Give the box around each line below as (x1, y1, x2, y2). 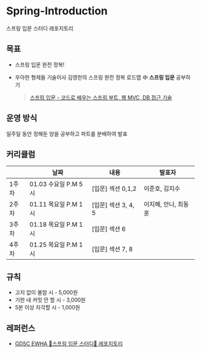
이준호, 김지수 (143, 184, 181, 193)
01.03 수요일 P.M (29, 180, 78, 188)
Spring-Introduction (6, 4, 108, 18)
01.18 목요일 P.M (29, 220, 78, 229)
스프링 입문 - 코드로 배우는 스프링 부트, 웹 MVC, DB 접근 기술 (29, 94, 172, 101)
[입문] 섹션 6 (92, 225, 126, 233)
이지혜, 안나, (143, 200, 176, 209)
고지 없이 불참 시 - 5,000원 (14, 289, 78, 296)
